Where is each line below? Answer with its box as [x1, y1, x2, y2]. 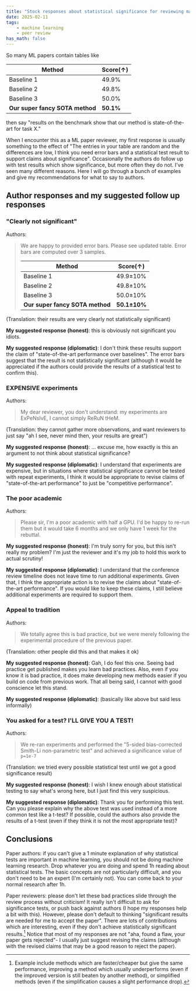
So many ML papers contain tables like [6, 52, 99, 58]
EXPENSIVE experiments [6, 384, 78, 392]
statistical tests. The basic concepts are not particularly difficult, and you [6, 868, 181, 875]
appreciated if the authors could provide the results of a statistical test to [6, 363, 181, 370]
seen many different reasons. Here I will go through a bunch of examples [6, 168, 181, 174]
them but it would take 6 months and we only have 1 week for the [20, 525, 177, 532]
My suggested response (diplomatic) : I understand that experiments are [6, 461, 182, 468]
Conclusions [6, 834, 53, 844]
